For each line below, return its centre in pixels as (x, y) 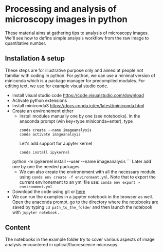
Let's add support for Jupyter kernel (56, 143)
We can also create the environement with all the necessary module (87, 172)
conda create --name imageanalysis (55, 130)
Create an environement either (43, 111)
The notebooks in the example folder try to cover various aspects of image (80, 239)
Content (18, 228)
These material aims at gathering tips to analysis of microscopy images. (77, 33)
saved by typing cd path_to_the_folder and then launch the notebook (82, 207)
